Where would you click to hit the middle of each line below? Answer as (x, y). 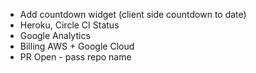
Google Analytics (55, 35)
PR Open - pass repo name (75, 57)
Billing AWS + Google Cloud (77, 46)
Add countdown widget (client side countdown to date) (133, 14)
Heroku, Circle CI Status (69, 25)
